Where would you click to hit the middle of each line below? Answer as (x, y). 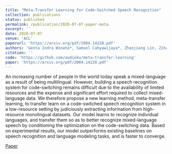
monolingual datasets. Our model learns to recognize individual (92, 115)
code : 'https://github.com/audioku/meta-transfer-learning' (71, 57)
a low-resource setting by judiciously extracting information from (74, 109)
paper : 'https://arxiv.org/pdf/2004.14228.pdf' (57, 62)
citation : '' (19, 53)
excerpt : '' (18, 29)
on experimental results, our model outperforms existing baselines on (79, 131)
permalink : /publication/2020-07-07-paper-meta (57, 24)
